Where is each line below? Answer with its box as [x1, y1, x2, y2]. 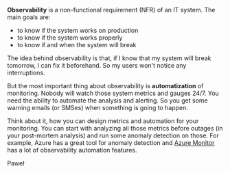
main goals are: [7, 13, 51, 21]
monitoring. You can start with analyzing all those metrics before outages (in [7, 124, 223, 132]
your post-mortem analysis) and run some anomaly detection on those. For [7, 131, 220, 139]
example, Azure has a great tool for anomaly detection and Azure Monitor [7, 139, 215, 146]
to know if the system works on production [16, 27, 139, 34]
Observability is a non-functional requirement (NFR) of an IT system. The [7, 6, 216, 14]
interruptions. [7, 68, 45, 77]
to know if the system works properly [16, 34, 123, 42]
